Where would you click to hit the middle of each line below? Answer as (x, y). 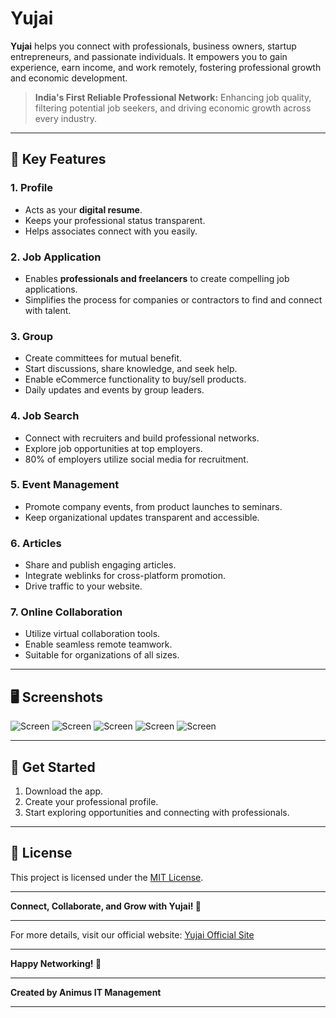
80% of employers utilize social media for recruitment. (136, 459)
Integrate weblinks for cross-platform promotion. (125, 576)
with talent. (48, 310)
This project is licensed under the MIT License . (107, 877)
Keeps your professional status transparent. (115, 220)
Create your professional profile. (91, 802)
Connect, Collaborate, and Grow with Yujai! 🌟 (106, 906)
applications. (51, 289)
